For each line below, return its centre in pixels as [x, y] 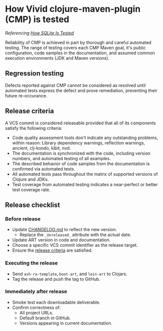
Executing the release [32, 263]
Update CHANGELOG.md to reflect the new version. [65, 230]
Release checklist [33, 205]
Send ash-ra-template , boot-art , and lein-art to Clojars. [70, 274]
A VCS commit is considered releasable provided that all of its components [81, 123]
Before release [23, 219]
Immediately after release [36, 291]
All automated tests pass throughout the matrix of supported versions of [85, 174]
